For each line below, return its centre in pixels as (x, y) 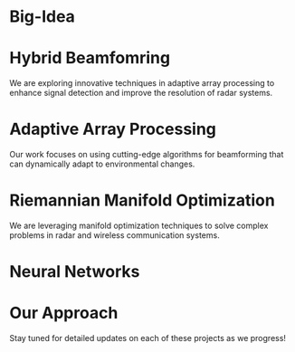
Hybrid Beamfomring (90, 58)
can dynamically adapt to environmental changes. (102, 164)
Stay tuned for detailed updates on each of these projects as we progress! (148, 338)
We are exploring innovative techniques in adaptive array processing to (142, 83)
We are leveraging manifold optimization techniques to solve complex (139, 225)
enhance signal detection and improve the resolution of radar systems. (141, 93)
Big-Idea (42, 17)
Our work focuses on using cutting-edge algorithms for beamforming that (147, 155)
